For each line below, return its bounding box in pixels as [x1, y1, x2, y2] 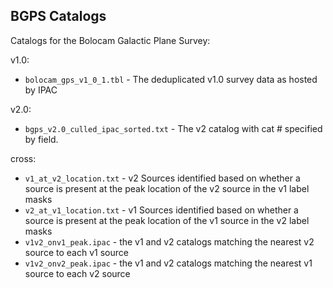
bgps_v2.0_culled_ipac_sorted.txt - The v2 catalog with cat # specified [24, 122, 323, 134]
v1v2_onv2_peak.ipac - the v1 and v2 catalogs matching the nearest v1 [24, 257, 313, 269]
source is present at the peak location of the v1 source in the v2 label [24, 214, 310, 226]
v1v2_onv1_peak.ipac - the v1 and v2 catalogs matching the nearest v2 [24, 235, 315, 248]
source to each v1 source [24, 246, 129, 258]
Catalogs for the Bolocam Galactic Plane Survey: [10, 34, 211, 46]
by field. [24, 133, 59, 145]
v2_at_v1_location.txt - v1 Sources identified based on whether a [24, 204, 299, 216]
